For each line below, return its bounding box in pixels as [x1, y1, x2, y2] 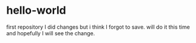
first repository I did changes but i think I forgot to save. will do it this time [6, 23, 190, 30]
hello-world [6, 4, 67, 17]
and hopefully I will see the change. [6, 29, 95, 36]
